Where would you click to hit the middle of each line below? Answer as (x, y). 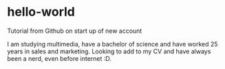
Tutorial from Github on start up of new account (75, 31)
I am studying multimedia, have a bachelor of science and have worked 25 (112, 44)
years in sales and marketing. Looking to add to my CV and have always (109, 51)
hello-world (41, 12)
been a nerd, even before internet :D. (60, 58)
